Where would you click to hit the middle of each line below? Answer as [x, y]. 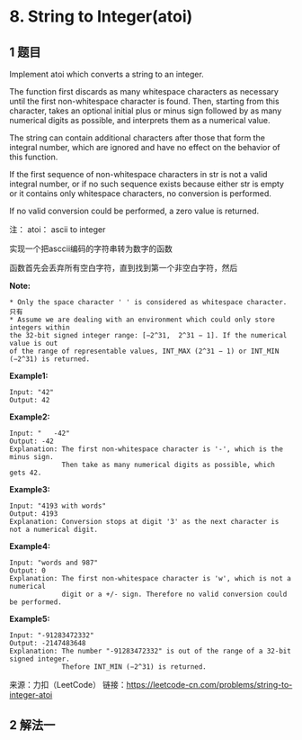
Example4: [30, 546]
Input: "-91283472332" [52, 636]
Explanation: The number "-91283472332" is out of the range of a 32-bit [151, 651]
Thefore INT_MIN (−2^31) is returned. [134, 667]
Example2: [30, 417]
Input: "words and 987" [54, 563]
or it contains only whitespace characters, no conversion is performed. [140, 194]
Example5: [30, 619]
